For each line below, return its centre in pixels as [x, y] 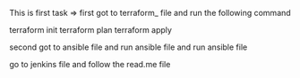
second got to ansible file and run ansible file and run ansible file [129, 47]
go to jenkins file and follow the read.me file [90, 64]
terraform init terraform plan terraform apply [91, 30]
